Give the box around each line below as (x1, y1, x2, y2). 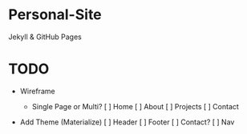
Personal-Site (8, 6, 102, 24)
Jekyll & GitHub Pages (8, 32, 82, 41)
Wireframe (19, 86, 55, 96)
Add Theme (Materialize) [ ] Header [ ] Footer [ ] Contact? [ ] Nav (19, 117, 235, 127)
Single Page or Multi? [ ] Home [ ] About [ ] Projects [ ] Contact (31, 101, 239, 111)
